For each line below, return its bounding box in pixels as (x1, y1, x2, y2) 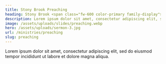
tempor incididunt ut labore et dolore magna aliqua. (5, 53, 110, 59)
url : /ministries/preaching (5, 30, 63, 35)
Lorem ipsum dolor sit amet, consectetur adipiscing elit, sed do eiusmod (5, 48, 152, 54)
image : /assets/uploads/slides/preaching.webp (5, 21, 103, 26)
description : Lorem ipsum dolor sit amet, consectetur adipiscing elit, (5, 16, 158, 21)
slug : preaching (5, 35, 39, 40)
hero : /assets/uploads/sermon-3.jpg (5, 26, 81, 31)
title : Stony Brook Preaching (5, 7, 68, 12)
